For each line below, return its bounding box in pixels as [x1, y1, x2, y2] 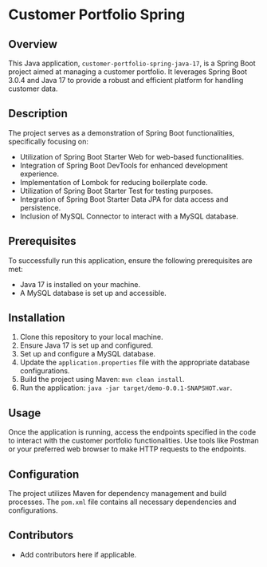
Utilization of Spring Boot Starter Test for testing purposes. [19, 186, 214, 195]
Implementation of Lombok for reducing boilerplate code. [19, 177, 208, 187]
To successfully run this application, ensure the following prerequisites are [8, 255, 253, 265]
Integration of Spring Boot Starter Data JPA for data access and [19, 194, 229, 204]
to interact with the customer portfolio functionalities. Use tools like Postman [8, 436, 259, 446]
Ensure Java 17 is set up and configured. [19, 341, 154, 350]
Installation [8, 311, 65, 325]
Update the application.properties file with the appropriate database [19, 357, 250, 368]
